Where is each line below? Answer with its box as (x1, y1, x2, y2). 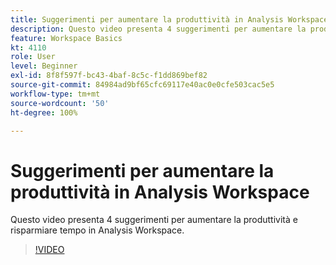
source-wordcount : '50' (10, 98, 110, 108)
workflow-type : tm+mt (10, 89, 101, 99)
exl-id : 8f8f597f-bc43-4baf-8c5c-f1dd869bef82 (10, 71, 208, 81)
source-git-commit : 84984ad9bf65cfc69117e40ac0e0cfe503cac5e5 (10, 80, 275, 90)
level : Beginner (10, 61, 78, 71)
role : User (10, 52, 56, 62)
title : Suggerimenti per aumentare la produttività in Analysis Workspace (10, 14, 329, 25)
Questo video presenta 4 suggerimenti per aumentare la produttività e (10, 214, 298, 226)
